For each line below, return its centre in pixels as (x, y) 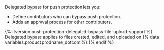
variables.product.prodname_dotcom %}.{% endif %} (60, 42)
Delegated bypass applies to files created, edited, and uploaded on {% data (82, 37)
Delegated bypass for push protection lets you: (53, 7)
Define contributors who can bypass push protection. (66, 17)
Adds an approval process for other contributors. (62, 22)
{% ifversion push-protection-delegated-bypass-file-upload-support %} (79, 31)
